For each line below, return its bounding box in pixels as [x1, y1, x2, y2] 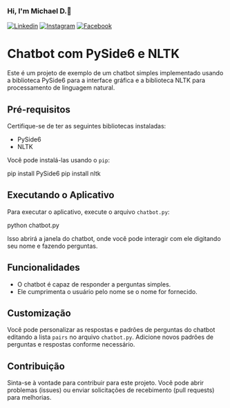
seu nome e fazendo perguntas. [7, 242, 98, 250]
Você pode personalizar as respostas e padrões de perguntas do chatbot [7, 326, 215, 334]
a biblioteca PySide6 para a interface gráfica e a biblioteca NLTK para [7, 76, 206, 85]
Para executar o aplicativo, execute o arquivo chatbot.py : [7, 207, 170, 216]
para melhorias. [7, 394, 52, 402]
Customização [7, 307, 71, 320]
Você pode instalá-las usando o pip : [7, 156, 111, 164]
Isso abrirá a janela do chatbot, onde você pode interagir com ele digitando [7, 234, 221, 242]
